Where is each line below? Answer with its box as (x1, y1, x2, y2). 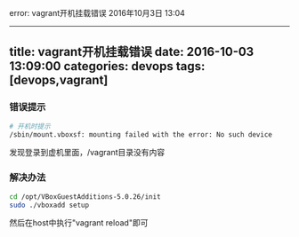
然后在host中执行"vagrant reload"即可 (9, 217, 149, 228)
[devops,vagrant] (9, 73, 109, 88)
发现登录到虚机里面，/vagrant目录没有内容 (9, 147, 166, 158)
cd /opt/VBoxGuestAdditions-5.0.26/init (9, 192, 162, 201)
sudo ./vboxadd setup (9, 201, 90, 209)
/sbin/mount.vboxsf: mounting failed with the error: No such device (9, 130, 273, 139)
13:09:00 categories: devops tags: (9, 59, 206, 74)
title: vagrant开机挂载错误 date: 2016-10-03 (9, 44, 255, 59)
